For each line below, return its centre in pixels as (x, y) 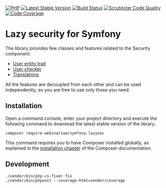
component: (18, 53)
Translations (26, 74)
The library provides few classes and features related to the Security (78, 48)
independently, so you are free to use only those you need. (68, 90)
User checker (27, 69)
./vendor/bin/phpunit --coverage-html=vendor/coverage (65, 180)
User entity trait (29, 64)
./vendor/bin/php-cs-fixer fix (39, 176)
